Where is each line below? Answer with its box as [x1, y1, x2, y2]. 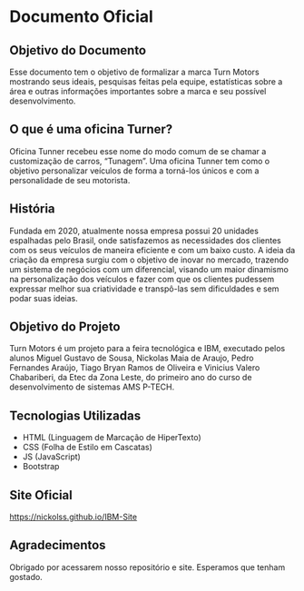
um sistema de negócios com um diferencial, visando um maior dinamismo [9, 263, 289, 274]
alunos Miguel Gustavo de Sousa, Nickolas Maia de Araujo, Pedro [9, 352, 254, 364]
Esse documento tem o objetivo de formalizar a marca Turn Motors [9, 66, 260, 77]
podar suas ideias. [9, 292, 79, 303]
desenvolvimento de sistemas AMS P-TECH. [9, 381, 175, 392]
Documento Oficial [9, 6, 154, 27]
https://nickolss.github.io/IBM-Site [9, 511, 138, 523]
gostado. [9, 571, 43, 582]
